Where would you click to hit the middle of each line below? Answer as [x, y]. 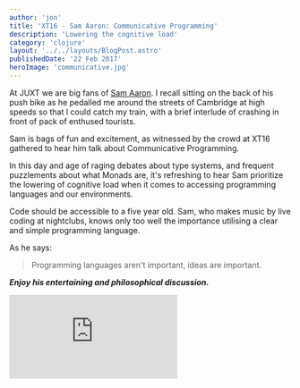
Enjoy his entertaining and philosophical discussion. [109, 282]
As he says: [30, 248]
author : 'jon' [36, 17]
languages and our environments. [71, 194]
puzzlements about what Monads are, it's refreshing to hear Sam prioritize [146, 174]
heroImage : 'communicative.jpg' [69, 68]
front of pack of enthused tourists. [73, 121]
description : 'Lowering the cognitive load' [94, 34]
